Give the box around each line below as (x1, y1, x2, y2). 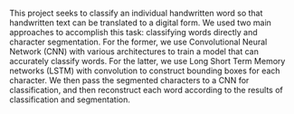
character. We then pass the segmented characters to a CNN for (9, 75, 250, 85)
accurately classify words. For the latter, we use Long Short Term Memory (9, 56, 286, 66)
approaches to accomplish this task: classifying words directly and (9, 27, 258, 37)
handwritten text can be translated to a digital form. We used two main (9, 17, 271, 28)
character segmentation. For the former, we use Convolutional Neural (9, 36, 268, 47)
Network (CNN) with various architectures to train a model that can (9, 46, 260, 57)
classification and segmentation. (9, 94, 131, 105)
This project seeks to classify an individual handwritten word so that (9, 8, 263, 18)
